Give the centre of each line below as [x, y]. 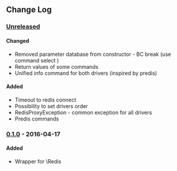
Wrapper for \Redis [38, 161]
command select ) [37, 60]
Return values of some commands [57, 66]
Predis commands [37, 119]
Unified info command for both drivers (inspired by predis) [86, 73]
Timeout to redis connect [45, 100]
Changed [18, 40]
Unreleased [23, 27]
